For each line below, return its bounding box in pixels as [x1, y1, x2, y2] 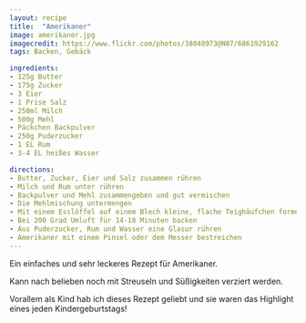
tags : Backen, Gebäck [9, 47, 92, 57]
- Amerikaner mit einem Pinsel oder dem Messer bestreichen [9, 233, 243, 242]
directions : [9, 165, 55, 174]
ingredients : [9, 64, 59, 73]
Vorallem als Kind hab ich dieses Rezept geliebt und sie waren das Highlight [9, 293, 294, 304]
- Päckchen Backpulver [9, 123, 96, 132]
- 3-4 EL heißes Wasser [9, 149, 100, 158]
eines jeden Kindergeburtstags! [9, 303, 127, 314]
